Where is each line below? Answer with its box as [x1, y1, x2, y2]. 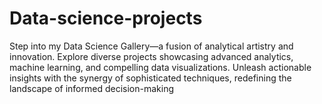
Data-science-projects [9, 7, 203, 30]
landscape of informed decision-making [9, 82, 174, 94]
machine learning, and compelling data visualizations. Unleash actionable [9, 61, 312, 73]
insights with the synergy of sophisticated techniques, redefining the [9, 72, 292, 84]
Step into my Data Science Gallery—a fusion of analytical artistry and [9, 40, 294, 52]
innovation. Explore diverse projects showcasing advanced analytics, [9, 50, 294, 62]
